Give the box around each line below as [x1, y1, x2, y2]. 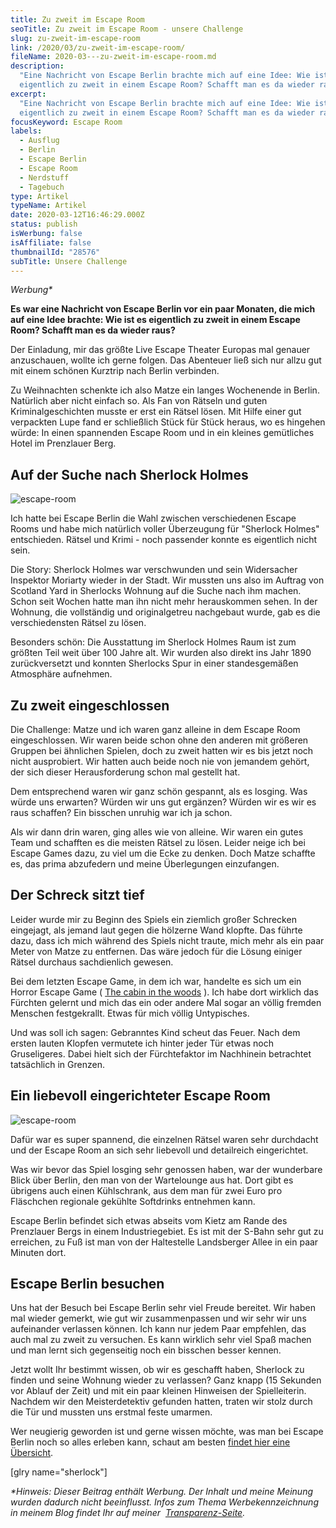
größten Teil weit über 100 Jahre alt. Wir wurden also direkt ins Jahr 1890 [10, 647, 312, 659]
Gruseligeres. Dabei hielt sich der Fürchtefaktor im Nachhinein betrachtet [10, 1047, 312, 1060]
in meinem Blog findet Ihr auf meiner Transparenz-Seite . [10, 1507, 246, 1519]
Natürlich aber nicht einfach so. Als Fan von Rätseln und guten [10, 395, 268, 407]
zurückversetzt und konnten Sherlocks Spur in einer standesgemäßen [10, 657, 299, 670]
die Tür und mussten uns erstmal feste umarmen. [10, 1406, 213, 1418]
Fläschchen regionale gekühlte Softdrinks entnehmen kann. [10, 1195, 256, 1207]
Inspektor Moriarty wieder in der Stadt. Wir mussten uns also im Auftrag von [10, 574, 325, 586]
